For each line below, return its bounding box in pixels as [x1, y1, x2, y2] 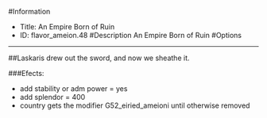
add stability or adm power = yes [19, 84, 128, 93]
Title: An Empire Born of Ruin [19, 22, 115, 31]
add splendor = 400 [19, 93, 86, 101]
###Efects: [8, 69, 44, 78]
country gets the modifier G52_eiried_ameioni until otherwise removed [19, 101, 250, 110]
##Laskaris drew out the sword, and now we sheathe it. [8, 53, 190, 63]
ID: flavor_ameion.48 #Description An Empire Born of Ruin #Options [19, 31, 242, 40]
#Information [8, 7, 51, 16]
